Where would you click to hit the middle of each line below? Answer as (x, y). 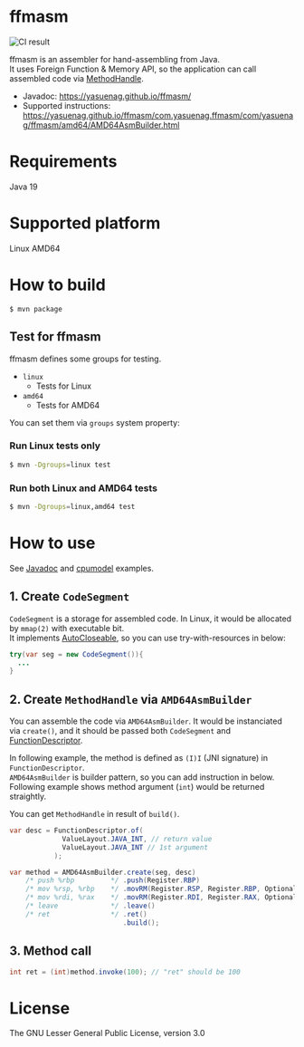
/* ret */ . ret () (86, 914)
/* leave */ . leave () (90, 906)
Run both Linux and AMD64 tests (84, 488)
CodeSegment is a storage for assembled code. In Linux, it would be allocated (151, 619)
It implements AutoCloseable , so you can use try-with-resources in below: (148, 638)
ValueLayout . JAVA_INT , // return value (137, 839)
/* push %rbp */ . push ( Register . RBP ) (113, 880)
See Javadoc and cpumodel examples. (81, 568)
